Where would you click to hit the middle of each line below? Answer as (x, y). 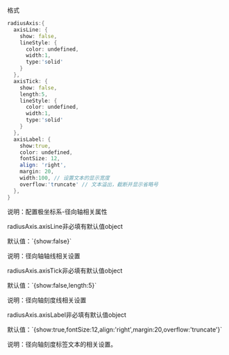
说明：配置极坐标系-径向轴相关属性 (57, 211)
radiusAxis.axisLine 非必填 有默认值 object (65, 226)
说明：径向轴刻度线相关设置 (47, 300)
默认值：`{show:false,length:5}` (52, 285)
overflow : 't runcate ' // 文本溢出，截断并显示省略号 (89, 184)
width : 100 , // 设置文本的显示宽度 (65, 178)
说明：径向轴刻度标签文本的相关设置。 (62, 344)
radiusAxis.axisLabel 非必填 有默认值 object (67, 315)
